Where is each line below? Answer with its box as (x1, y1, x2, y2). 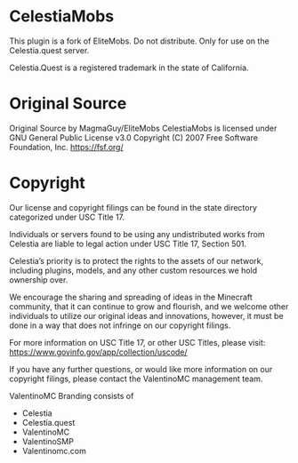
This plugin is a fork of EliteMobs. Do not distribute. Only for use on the (9, 36, 270, 46)
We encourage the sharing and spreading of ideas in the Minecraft (9, 291, 254, 302)
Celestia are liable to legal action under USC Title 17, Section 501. (9, 238, 247, 249)
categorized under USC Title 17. (9, 212, 125, 222)
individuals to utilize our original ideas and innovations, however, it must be (9, 310, 284, 321)
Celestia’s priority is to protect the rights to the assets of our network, (9, 255, 264, 266)
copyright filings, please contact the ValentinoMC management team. (9, 373, 263, 384)
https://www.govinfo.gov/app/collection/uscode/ (9, 347, 189, 357)
